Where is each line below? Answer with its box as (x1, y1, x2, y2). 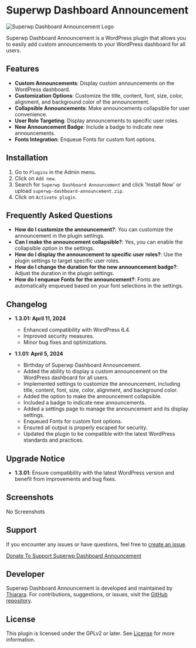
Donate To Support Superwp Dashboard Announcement (6, 552, 142, 559)
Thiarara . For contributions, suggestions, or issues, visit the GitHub (6, 591, 168, 598)
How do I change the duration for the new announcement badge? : (14, 263, 178, 270)
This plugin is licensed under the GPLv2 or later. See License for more (6, 630, 175, 637)
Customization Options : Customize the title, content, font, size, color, (14, 92, 184, 99)
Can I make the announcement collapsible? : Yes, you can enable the (14, 239, 183, 246)
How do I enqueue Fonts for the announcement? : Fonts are (14, 276, 160, 283)
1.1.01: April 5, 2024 (14, 350, 63, 358)
